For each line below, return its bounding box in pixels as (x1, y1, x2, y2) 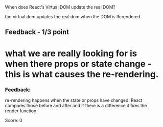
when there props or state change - (5, 58, 152, 69)
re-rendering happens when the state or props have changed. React (5, 97, 143, 103)
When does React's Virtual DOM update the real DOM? (5, 4, 116, 10)
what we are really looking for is (5, 48, 137, 59)
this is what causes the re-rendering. (5, 68, 159, 80)
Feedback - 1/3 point (5, 28, 70, 36)
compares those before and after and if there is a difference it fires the (5, 102, 147, 108)
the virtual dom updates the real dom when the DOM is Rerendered (5, 14, 140, 19)
